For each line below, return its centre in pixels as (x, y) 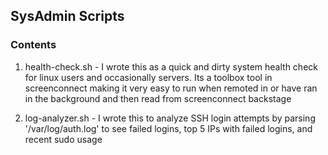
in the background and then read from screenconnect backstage (158, 98)
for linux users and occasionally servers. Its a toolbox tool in (148, 77)
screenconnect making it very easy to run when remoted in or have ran (171, 88)
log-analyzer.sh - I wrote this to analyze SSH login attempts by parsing (170, 118)
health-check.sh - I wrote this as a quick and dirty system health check (171, 66)
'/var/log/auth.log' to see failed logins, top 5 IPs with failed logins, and (168, 128)
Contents (33, 45)
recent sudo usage (63, 139)
